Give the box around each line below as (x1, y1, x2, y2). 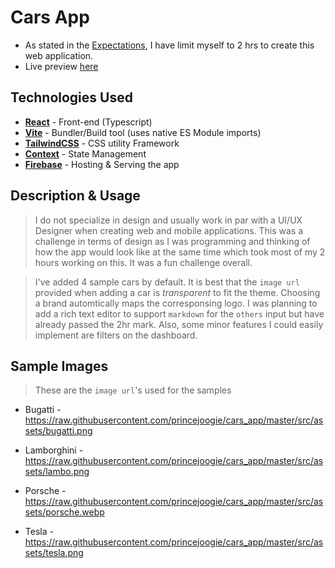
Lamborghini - (24, 444, 84, 456)
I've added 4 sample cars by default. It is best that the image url (34, 276, 300, 288)
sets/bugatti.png (24, 425, 93, 437)
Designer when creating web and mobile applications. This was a (34, 224, 304, 236)
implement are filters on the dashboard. (34, 329, 198, 341)
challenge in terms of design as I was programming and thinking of (34, 235, 311, 247)
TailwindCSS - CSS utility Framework (24, 137, 180, 149)
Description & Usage (10, 187, 141, 205)
